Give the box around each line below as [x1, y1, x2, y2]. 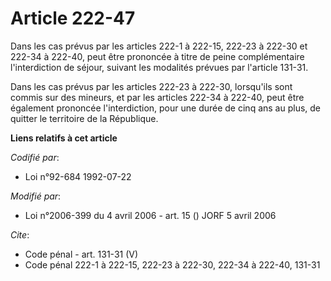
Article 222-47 [10, 7, 136, 30]
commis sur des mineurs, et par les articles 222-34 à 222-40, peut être [10, 91, 305, 103]
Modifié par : [10, 190, 62, 202]
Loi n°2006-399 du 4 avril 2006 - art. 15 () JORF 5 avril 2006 [24, 209, 277, 221]
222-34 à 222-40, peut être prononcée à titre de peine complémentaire [10, 50, 305, 62]
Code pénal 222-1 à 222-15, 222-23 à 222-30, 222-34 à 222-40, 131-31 [24, 258, 321, 271]
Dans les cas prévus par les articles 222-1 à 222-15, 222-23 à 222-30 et [10, 40, 308, 52]
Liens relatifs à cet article [10, 132, 118, 144]
